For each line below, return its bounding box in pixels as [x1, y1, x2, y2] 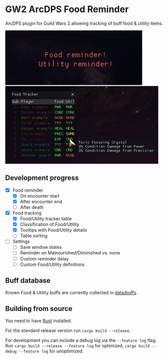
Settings [12, 239, 30, 245]
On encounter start [20, 193, 60, 199]
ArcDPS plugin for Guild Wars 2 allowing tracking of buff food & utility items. [5, 20, 163, 26]
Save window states [20, 244, 62, 250]
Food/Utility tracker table [20, 216, 72, 222]
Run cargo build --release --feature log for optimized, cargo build [5, 343, 150, 349]
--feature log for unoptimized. [18, 348, 84, 354]
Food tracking [12, 210, 42, 216]
